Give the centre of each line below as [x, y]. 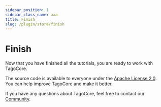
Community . [18, 99]
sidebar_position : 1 [27, 10]
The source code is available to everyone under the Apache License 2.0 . [81, 79]
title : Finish [20, 19]
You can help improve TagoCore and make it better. [59, 84]
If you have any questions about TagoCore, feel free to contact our [75, 94]
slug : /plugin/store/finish [35, 24]
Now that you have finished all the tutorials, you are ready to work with [79, 63]
